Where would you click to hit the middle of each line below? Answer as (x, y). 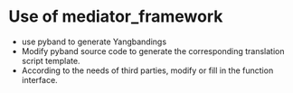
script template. (51, 60)
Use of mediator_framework (116, 17)
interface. (39, 79)
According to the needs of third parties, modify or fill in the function (147, 70)
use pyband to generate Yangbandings (94, 42)
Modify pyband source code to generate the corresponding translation (153, 51)
